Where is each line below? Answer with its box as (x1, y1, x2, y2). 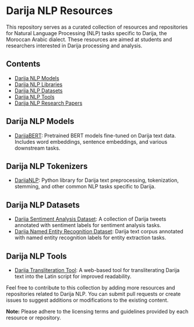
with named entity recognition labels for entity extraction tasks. (14, 234, 167, 241)
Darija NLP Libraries (14, 81, 63, 88)
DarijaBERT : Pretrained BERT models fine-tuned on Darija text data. (14, 132, 177, 139)
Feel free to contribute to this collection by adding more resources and (6, 284, 175, 291)
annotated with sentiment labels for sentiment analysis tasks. (14, 222, 161, 229)
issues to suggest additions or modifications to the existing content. (6, 297, 169, 304)
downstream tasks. (14, 144, 61, 152)
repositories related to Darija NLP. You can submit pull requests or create (6, 291, 181, 297)
